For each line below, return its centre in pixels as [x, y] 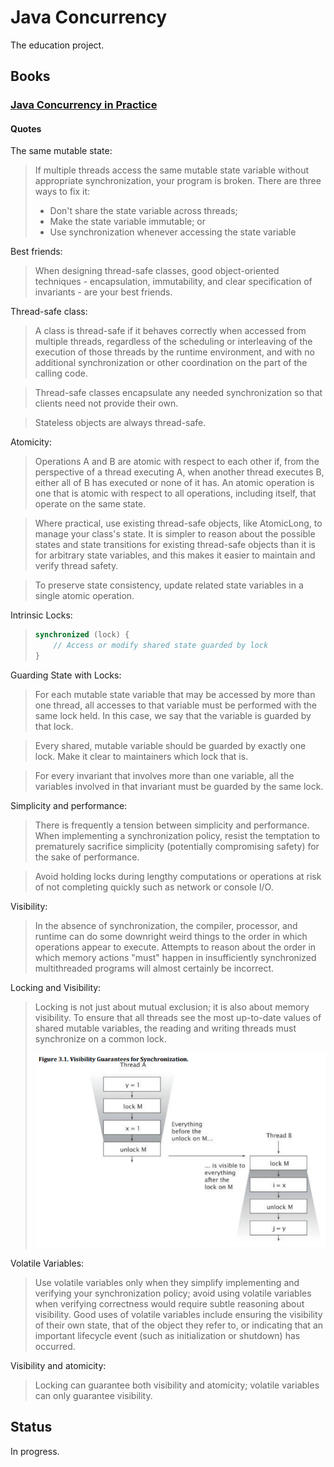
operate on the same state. [90, 504]
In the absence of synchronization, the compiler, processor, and [166, 926]
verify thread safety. [76, 566]
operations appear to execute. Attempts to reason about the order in [175, 947]
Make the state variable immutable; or [128, 222]
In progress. [35, 1451]
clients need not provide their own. [106, 403]
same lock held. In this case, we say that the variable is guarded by [173, 716]
